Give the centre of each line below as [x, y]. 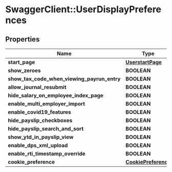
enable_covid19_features [40, 112]
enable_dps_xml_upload [38, 145]
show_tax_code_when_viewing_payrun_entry [64, 79]
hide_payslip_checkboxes [40, 120]
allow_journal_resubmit [37, 87]
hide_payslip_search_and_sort [46, 129]
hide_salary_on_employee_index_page [56, 95]
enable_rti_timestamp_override [47, 154]
